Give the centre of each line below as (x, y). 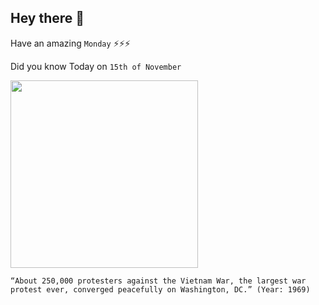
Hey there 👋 (47, 18)
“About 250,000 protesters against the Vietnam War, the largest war (158, 281)
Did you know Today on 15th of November (96, 66)
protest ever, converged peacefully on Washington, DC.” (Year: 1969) (160, 289)
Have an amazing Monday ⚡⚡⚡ (70, 43)
